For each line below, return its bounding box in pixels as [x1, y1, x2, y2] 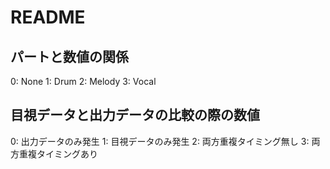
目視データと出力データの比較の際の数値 [10, 107, 260, 124]
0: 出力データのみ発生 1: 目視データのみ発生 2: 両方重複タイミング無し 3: [10, 135, 310, 147]
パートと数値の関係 [10, 48, 129, 65]
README [10, 6, 86, 29]
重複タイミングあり [18, 147, 98, 160]
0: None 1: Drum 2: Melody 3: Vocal [10, 76, 157, 87]
